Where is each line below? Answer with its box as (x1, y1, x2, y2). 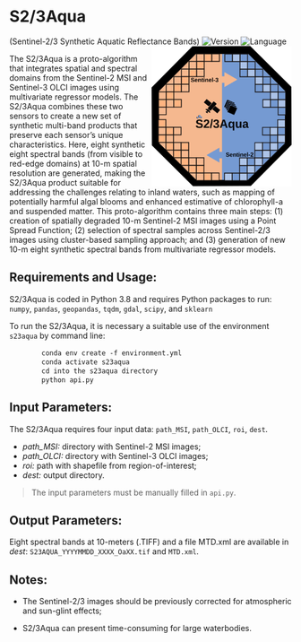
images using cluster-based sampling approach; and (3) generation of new (9, 234, 286, 245)
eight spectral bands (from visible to (9, 148, 143, 159)
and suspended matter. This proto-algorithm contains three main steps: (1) (9, 205, 284, 216)
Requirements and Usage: (9, 270, 158, 285)
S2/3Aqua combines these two (9, 100, 124, 111)
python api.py (41, 375, 94, 385)
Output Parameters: (9, 513, 123, 528)
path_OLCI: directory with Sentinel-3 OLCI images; (21, 450, 209, 461)
